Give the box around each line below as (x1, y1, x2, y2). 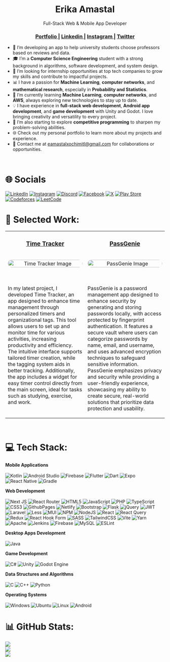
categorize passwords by (88, 336, 148, 343)
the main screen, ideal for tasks (8, 386, 82, 393)
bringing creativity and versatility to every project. (12, 114, 117, 120)
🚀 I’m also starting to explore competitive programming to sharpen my (12, 119, 161, 125)
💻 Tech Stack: (5, 442, 68, 453)
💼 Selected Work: (5, 214, 79, 226)
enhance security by (88, 298, 137, 305)
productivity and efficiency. (8, 342, 73, 349)
